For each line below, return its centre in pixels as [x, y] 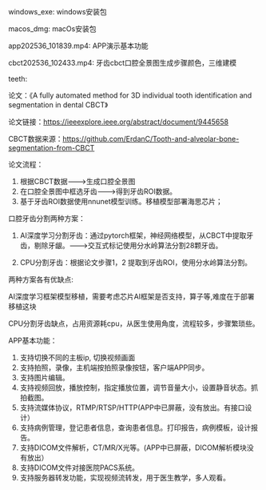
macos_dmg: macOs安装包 [52, 29]
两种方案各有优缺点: [41, 279]
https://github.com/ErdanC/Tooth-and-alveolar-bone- [151, 139]
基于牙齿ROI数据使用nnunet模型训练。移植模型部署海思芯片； [121, 201]
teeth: [18, 79]
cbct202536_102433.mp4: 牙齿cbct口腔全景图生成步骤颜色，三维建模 [123, 63]
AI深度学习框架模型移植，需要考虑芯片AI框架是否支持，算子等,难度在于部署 [131, 296]
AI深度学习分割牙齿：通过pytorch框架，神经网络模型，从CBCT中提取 [133, 235]
